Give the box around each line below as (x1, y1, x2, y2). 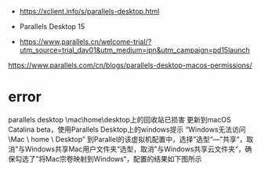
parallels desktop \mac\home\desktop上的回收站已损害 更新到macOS (8, 115, 231, 124)
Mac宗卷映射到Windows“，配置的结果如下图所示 (45, 154, 202, 163)
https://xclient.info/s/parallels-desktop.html (19, 7, 160, 16)
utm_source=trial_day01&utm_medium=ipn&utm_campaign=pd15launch (19, 45, 250, 54)
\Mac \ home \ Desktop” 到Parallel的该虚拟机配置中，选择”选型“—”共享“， (8, 134, 247, 144)
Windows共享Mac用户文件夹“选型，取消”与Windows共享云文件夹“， (24, 144, 245, 154)
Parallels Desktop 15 (19, 22, 85, 31)
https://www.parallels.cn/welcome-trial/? (19, 37, 152, 46)
